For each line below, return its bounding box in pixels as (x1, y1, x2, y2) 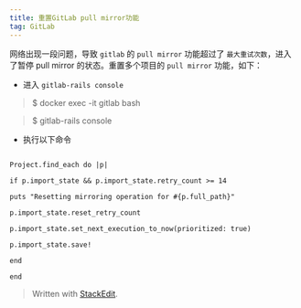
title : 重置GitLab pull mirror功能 (9, 13, 140, 23)
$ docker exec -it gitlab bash (31, 97, 141, 108)
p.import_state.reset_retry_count (9, 207, 142, 218)
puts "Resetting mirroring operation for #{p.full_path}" (9, 192, 235, 201)
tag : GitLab (9, 22, 55, 31)
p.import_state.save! (9, 239, 92, 250)
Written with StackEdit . (31, 288, 119, 299)
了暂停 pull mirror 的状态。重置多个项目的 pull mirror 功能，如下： (9, 59, 263, 70)
